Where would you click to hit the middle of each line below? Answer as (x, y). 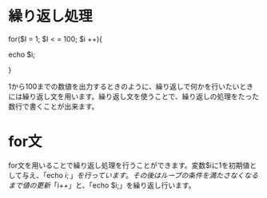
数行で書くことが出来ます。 (54, 106)
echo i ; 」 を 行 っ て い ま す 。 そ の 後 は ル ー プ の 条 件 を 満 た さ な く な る (152, 175)
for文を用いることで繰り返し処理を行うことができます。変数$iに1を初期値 (129, 165)
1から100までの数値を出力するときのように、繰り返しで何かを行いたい (124, 86)
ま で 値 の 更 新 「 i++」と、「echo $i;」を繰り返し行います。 (102, 185)
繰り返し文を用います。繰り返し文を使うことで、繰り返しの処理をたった (141, 96)
